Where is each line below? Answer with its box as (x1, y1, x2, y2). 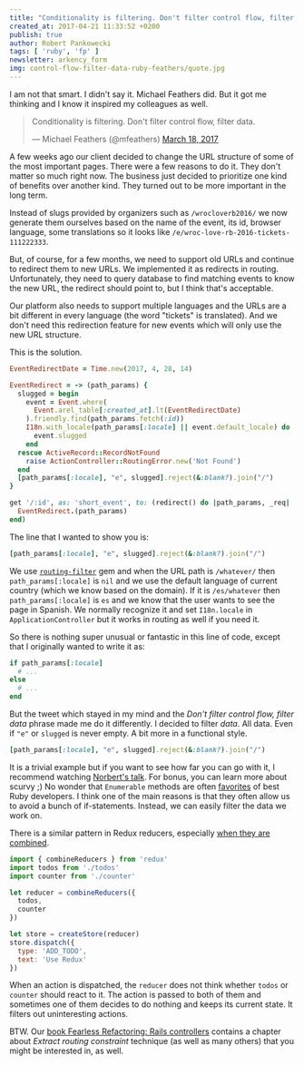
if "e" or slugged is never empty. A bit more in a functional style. (9, 728, 248, 738)
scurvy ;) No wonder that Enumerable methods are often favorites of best (9, 781, 279, 792)
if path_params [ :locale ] (9, 659, 103, 668)
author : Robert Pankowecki (9, 38, 112, 48)
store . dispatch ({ (9, 938, 75, 947)
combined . (9, 836, 50, 848)
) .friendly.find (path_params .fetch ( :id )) (25, 415, 184, 424)
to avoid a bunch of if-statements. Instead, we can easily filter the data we (9, 800, 288, 811)
